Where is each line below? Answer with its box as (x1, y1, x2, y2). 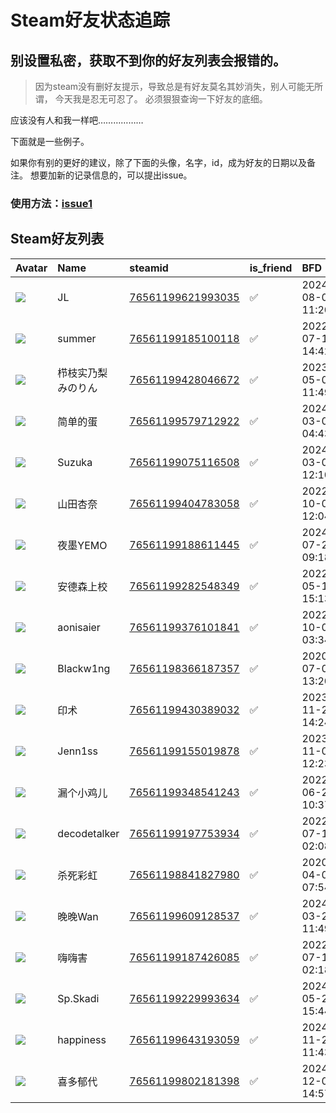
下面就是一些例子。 (10, 136, 90, 147)
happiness (57, 1032, 107, 1046)
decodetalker (57, 826, 120, 840)
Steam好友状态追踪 (10, 9, 171, 32)
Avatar (15, 261, 48, 275)
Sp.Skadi (57, 991, 100, 1005)
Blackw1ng (57, 661, 111, 675)
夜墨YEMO (57, 538, 108, 552)
